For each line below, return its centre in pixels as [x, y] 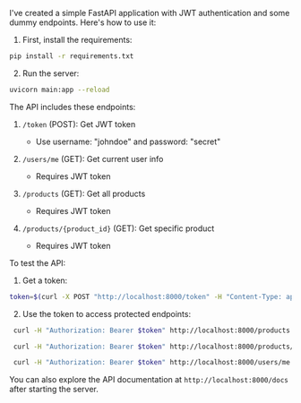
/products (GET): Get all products [84, 193]
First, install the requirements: [77, 40]
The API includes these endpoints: [73, 107]
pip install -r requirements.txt [72, 56]
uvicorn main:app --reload [60, 90]
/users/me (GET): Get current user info [93, 159]
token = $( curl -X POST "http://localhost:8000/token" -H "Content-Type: [146, 296]
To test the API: [38, 262]
